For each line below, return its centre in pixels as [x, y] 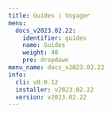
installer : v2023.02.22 [54, 90]
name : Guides [44, 45]
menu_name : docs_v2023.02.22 [56, 68]
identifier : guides [55, 38]
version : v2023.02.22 [51, 97]
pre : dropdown [46, 60]
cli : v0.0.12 [37, 82]
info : [17, 75]
